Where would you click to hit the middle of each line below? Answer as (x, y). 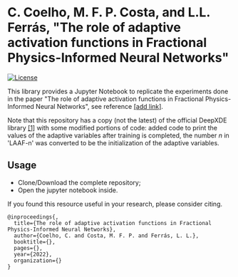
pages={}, (28, 248)
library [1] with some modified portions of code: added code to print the (113, 127)
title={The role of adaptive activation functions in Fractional (113, 223)
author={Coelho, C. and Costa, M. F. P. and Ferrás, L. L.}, (107, 236)
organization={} (38, 261)
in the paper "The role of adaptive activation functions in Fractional (106, 99)
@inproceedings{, (33, 217)
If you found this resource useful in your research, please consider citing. (115, 204)
